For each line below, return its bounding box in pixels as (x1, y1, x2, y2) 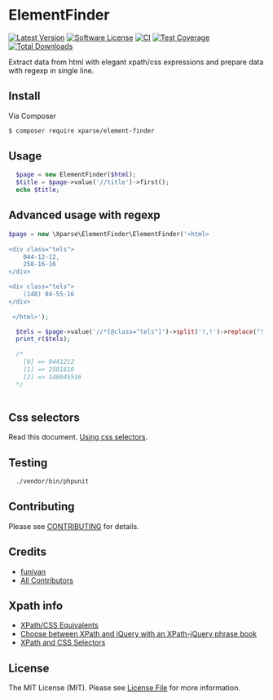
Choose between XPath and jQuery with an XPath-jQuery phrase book (20, 629, 258, 639)
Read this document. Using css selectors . (8, 432, 148, 442)
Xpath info (8, 598, 64, 612)
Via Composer (8, 111, 57, 120)
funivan (20, 567, 46, 576)
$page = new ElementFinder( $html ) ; (15, 171, 137, 179)
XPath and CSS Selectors (20, 637, 106, 648)
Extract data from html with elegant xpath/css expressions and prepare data (8, 57, 264, 67)
